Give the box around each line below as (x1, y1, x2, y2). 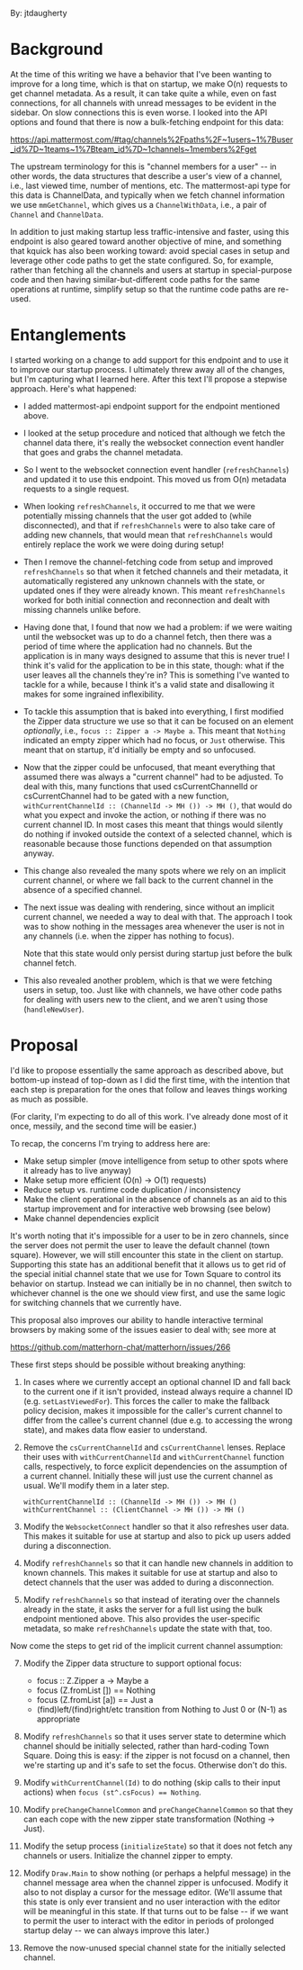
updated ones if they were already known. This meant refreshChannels (22, 585, 286, 596)
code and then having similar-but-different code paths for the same (10, 274, 260, 284)
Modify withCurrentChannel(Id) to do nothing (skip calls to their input (22, 1777, 281, 1787)
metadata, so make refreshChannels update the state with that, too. (22, 1623, 272, 1633)
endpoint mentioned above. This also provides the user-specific (22, 1613, 261, 1624)
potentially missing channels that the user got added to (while (22, 510, 253, 521)
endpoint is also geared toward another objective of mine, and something (10, 236, 282, 247)
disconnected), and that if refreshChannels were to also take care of (22, 519, 276, 530)
